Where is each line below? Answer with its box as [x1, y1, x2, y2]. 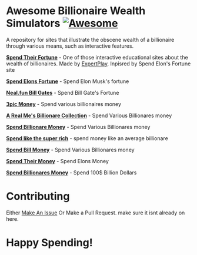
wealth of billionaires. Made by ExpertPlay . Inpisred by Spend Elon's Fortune [6, 60, 191, 67]
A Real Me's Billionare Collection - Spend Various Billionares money [6, 112, 172, 119]
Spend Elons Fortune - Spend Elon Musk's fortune [6, 78, 129, 85]
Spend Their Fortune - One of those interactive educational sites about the [6, 54, 188, 61]
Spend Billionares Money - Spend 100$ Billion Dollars [6, 169, 137, 176]
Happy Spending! [6, 236, 93, 250]
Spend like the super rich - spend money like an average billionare [6, 134, 169, 142]
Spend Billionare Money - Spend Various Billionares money [6, 123, 151, 130]
